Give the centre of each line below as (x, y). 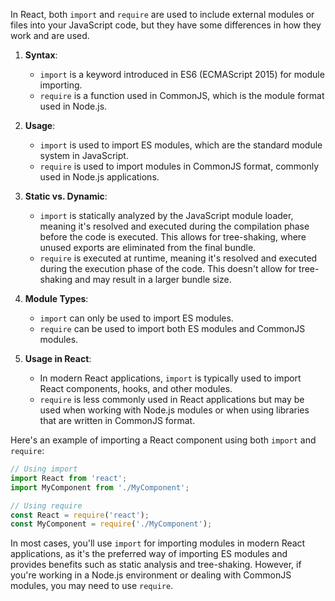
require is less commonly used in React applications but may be (172, 399)
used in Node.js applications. (99, 177)
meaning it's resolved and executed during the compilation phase (174, 226)
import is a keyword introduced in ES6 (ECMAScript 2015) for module (182, 74)
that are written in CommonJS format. (117, 420)
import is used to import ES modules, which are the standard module (181, 145)
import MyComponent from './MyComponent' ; (100, 487)
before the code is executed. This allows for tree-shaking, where (173, 237)
